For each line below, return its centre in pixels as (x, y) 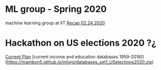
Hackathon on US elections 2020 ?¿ (81, 43)
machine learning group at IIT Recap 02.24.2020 (55, 23)
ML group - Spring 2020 (56, 9)
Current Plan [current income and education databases (62, 57)
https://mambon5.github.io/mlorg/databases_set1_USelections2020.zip (80, 62)
